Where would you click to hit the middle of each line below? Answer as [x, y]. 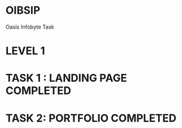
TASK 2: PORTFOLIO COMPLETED [91, 118]
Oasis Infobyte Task [30, 27]
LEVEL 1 [25, 51]
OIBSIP [23, 10]
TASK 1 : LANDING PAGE [67, 78]
